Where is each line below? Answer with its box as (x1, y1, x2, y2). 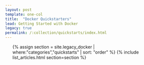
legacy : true (5, 26, 32, 31)
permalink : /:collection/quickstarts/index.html (5, 30, 107, 35)
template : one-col (5, 12, 43, 17)
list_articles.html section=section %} (12, 55, 86, 60)
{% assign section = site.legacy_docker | (12, 44, 95, 50)
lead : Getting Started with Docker (5, 21, 78, 26)
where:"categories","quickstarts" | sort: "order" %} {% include (12, 49, 139, 55)
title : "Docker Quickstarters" (5, 16, 72, 21)
